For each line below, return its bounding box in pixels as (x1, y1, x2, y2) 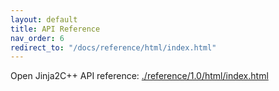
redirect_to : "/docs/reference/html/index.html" (10, 42, 217, 53)
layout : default (10, 14, 78, 25)
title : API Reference (10, 24, 101, 34)
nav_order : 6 (10, 33, 65, 43)
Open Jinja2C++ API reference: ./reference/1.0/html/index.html (10, 70, 269, 82)
